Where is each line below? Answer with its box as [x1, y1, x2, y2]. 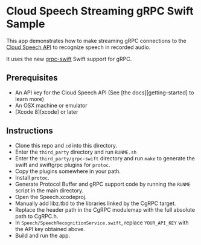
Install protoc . [14, 174, 49, 181]
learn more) [14, 95, 44, 102]
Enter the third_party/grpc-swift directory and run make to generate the [14, 154, 195, 162]
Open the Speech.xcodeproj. [14, 193, 87, 200]
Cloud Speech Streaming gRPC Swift [6, 4, 194, 18]
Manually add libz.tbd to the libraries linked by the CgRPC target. [14, 200, 176, 207]
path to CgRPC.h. [14, 212, 59, 220]
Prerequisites [6, 73, 58, 83]
